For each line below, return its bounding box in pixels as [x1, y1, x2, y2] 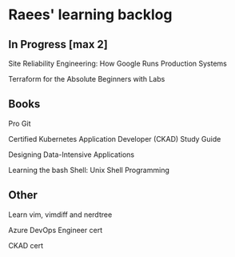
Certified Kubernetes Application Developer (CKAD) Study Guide [8, 134, 221, 143]
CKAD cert [8, 240, 44, 250]
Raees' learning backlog [8, 6, 173, 24]
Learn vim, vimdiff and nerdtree [8, 210, 113, 219]
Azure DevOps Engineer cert [8, 225, 102, 235]
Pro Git [8, 118, 31, 128]
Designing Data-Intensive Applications [8, 150, 134, 159]
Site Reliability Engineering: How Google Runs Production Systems [8, 58, 228, 68]
